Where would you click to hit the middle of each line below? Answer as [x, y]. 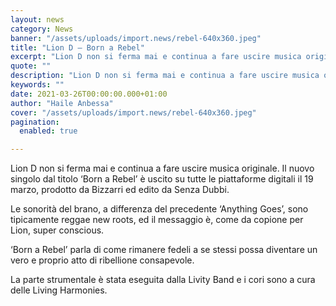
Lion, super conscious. [57, 230]
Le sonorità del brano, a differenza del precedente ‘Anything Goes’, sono [159, 209]
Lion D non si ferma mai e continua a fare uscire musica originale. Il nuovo [162, 168]
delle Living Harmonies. [59, 290]
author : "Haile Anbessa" [62, 103]
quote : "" [31, 66]
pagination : [35, 122]
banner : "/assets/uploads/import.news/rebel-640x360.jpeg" [136, 38]
